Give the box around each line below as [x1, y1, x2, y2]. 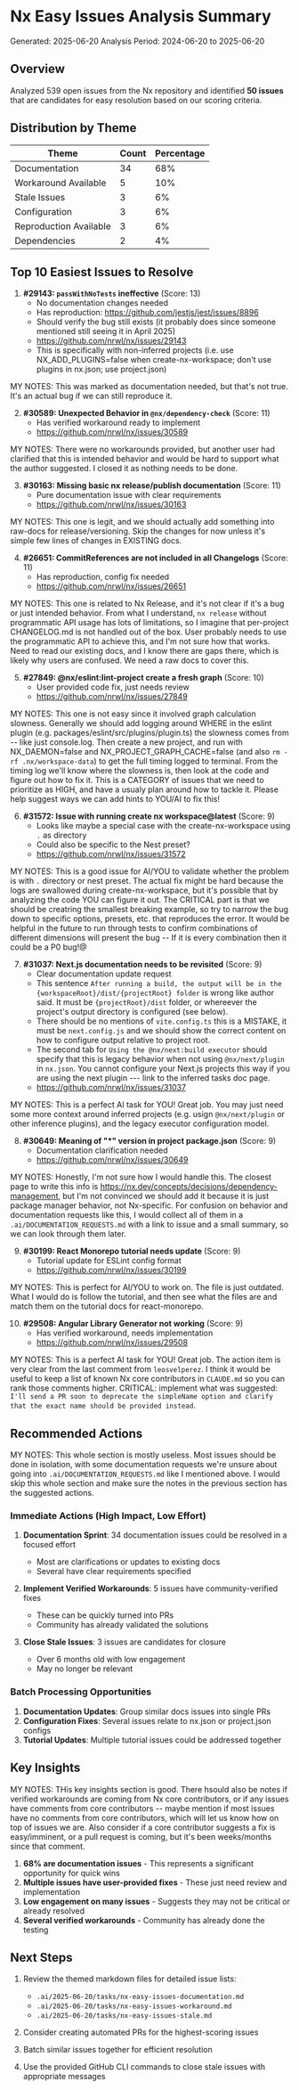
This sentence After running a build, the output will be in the [36, 978, 283, 989]
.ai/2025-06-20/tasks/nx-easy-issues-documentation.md [36, 1993, 244, 2002]
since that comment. [10, 1841, 85, 1851]
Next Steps [10, 1949, 73, 1965]
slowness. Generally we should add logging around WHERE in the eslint [10, 718, 272, 729]
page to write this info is [10, 1181, 99, 1192]
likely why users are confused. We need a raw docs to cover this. [10, 655, 249, 665]
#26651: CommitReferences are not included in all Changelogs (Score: [22, 552, 288, 563]
